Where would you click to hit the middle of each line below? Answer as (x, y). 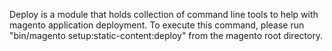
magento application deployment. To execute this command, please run (157, 25)
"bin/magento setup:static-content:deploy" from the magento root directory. (166, 35)
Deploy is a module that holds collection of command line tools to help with (164, 14)
